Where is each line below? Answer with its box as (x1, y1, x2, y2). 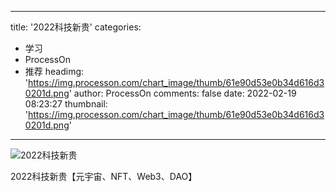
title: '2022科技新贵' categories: (10, 21, 142, 33)
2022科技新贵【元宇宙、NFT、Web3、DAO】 (10, 171, 198, 182)
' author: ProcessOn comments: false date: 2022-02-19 (68, 87, 297, 99)
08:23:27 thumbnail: (24, 98, 108, 110)
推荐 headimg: (24, 66, 85, 77)
